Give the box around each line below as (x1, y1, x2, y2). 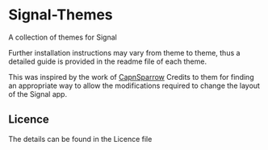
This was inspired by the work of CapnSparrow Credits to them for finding (8, 72, 254, 81)
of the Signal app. (8, 89, 67, 98)
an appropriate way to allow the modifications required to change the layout (8, 81, 261, 90)
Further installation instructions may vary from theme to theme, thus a (8, 48, 241, 57)
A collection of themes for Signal (8, 32, 117, 42)
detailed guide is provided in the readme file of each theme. (8, 56, 207, 66)
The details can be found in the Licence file (8, 134, 153, 144)
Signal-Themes (8, 6, 113, 24)
